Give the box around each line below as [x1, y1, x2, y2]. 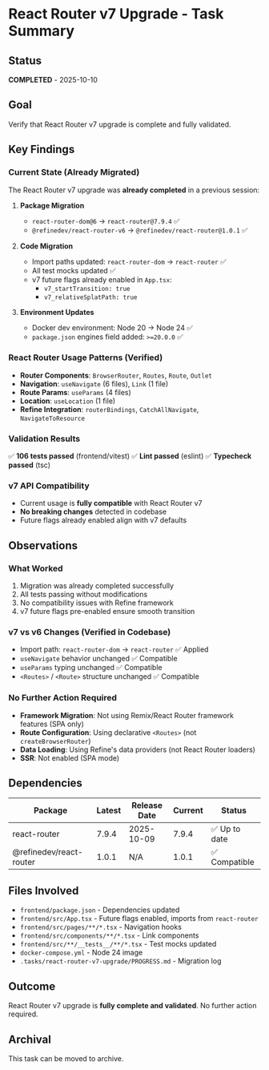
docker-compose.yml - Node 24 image [19, 947, 143, 958]
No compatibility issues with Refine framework [19, 598, 175, 608]
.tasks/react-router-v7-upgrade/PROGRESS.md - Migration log [19, 956, 222, 966]
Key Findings [8, 143, 75, 156]
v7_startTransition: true [43, 285, 130, 293]
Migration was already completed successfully [19, 581, 175, 591]
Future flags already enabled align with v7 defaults [19, 515, 187, 525]
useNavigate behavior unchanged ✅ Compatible [19, 654, 178, 664]
